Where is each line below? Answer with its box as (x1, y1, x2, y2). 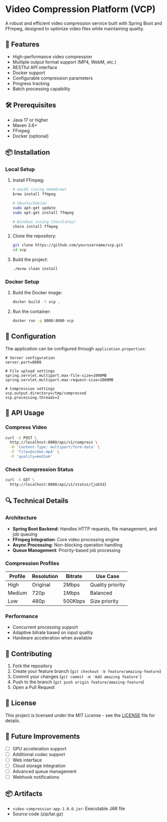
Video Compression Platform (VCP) (5, 4, 156, 15)
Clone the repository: (12, 233, 57, 239)
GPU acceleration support (12, 745, 67, 751)
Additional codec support (12, 751, 65, 757)
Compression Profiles (5, 559, 59, 566)
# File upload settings (5, 368, 55, 373)
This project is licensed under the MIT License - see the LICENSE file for (5, 712, 155, 718)
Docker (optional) (12, 133, 49, 139)
